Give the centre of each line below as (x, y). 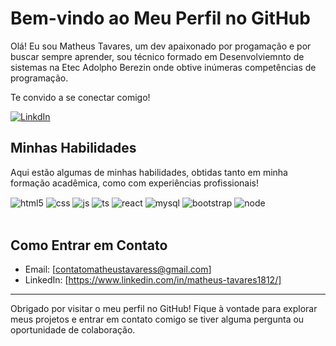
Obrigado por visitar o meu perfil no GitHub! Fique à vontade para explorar (164, 309)
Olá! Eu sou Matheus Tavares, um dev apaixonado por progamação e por (161, 46)
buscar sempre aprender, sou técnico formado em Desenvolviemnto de (157, 56)
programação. (39, 78)
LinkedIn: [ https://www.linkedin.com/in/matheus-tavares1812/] (153, 280)
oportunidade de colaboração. (73, 330)
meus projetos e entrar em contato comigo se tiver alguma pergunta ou (157, 319)
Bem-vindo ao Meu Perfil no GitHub (160, 18)
